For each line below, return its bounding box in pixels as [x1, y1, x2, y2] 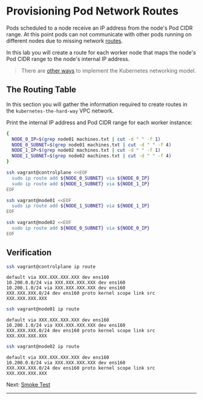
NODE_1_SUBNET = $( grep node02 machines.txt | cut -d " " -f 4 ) [11, 153, 172, 159]
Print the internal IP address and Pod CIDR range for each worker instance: [6, 119, 193, 126]
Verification [6, 248, 52, 258]
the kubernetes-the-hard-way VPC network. [6, 107, 114, 114]
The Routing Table [6, 85, 77, 95]
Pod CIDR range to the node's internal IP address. [6, 55, 130, 62]
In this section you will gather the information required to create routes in [6, 100, 188, 108]
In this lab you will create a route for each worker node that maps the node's [6, 48, 196, 56]
